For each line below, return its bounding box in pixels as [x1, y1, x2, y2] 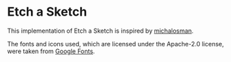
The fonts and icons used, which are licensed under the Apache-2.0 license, [7, 40, 224, 48]
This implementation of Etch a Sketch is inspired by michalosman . [7, 27, 194, 35]
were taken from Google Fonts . [7, 47, 95, 55]
